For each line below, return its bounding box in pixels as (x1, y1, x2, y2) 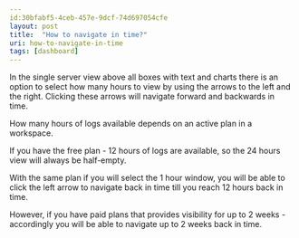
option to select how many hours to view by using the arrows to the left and (9, 81, 292, 92)
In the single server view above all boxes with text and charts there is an (9, 71, 279, 82)
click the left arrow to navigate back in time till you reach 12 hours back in (9, 182, 284, 193)
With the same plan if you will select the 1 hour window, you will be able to (9, 173, 285, 184)
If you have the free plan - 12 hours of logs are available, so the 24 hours (9, 146, 281, 157)
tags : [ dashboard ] (9, 47, 79, 56)
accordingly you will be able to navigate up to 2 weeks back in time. (9, 219, 263, 230)
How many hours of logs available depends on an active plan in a (9, 119, 253, 129)
